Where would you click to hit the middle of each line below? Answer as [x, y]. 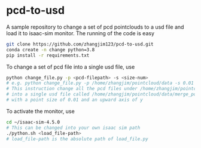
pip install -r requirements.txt [48, 55]
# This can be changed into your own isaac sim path [73, 128]
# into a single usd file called [48, 94]
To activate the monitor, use [40, 111]
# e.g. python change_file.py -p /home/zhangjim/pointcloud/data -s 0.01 [100, 83]
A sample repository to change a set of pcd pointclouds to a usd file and [95, 27]
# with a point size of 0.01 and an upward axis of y [75, 100]
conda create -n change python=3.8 [51, 50]
